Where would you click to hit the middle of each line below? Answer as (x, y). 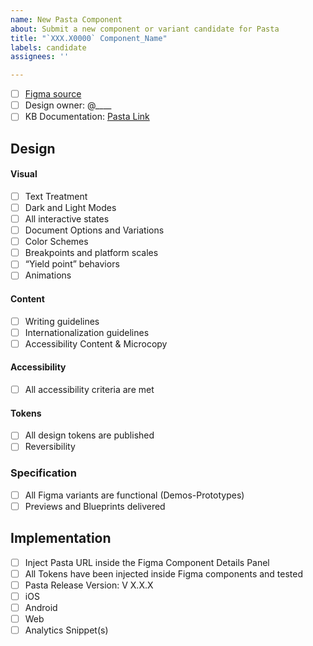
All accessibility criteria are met (89, 389)
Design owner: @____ (68, 105)
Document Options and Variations (94, 230)
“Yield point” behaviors (72, 264)
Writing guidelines (62, 321)
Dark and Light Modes (70, 207)
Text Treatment (56, 196)
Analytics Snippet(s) (66, 630)
